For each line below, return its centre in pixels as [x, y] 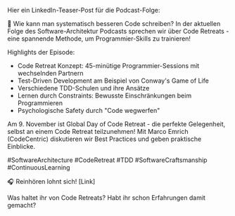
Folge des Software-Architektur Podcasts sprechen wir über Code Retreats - [118, 31]
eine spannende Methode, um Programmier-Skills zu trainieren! [99, 39]
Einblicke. [21, 146]
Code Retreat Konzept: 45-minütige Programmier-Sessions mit [108, 66]
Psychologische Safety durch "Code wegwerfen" [89, 110]
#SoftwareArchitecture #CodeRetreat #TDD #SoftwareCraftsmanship [107, 160]
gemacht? [22, 205]
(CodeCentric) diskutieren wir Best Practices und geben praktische [104, 139]
